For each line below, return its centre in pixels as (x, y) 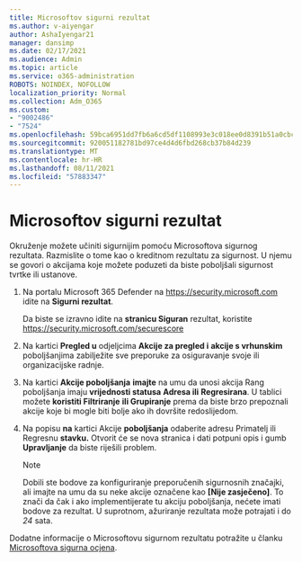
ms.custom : (30, 110)
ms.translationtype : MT (54, 151)
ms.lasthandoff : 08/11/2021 (62, 168)
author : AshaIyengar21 (52, 34)
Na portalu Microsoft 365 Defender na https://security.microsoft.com (150, 292)
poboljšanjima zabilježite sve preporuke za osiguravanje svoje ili (141, 355)
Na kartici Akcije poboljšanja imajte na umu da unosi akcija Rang (143, 382)
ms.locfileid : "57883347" (58, 176)
